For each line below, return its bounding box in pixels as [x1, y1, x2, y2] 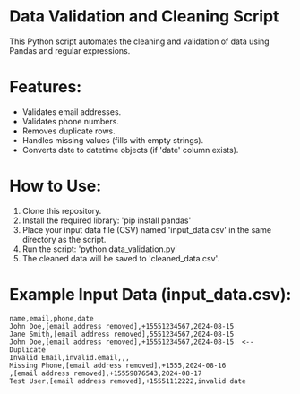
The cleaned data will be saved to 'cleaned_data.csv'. [21, 253, 220, 263]
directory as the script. [21, 234, 107, 244]
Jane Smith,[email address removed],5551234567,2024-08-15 [9, 330, 235, 338]
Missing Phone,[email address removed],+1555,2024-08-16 [9, 361, 227, 370]
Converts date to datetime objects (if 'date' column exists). [21, 144, 239, 155]
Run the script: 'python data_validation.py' [21, 244, 177, 254]
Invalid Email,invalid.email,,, [9, 353, 130, 362]
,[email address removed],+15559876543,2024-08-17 [9, 369, 202, 378]
